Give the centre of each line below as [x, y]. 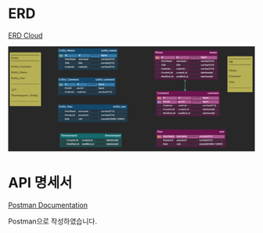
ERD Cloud [25, 35]
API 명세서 [40, 183]
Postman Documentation [48, 205]
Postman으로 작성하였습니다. [53, 221]
